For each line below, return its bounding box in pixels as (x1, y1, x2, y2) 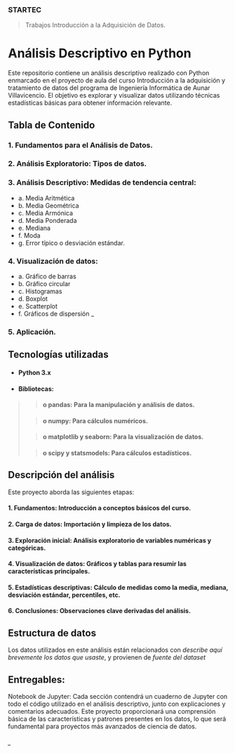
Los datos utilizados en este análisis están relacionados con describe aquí (8, 645, 223, 655)
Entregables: (8, 674, 65, 686)
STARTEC (8, 5, 41, 15)
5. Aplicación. (8, 327, 57, 337)
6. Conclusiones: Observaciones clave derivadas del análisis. (8, 607, 192, 615)
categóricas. (8, 543, 46, 552)
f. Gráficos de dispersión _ (18, 309, 94, 318)
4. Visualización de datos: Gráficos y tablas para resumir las (8, 560, 187, 568)
